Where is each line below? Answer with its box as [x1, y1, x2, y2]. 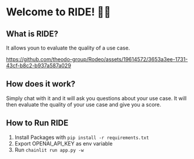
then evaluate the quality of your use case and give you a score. [6, 101, 162, 108]
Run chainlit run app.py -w [14, 146, 84, 153]
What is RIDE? [6, 29, 59, 39]
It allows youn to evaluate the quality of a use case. [6, 44, 131, 51]
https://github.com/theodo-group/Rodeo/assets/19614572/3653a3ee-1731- [6, 56, 188, 62]
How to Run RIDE [6, 118, 69, 128]
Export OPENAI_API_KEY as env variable [14, 140, 113, 147]
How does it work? [6, 79, 76, 89]
